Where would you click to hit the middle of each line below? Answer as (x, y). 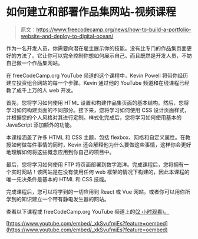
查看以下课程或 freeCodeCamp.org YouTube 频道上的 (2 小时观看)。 (88, 211)
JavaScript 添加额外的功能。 (41, 125)
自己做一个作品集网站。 (34, 63)
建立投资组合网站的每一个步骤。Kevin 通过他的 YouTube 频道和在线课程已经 (98, 82)
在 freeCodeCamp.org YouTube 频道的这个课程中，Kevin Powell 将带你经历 (97, 75)
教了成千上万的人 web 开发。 (41, 90)
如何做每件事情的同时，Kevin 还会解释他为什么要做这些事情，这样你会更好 (101, 144)
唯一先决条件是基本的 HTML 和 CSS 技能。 (58, 179)
